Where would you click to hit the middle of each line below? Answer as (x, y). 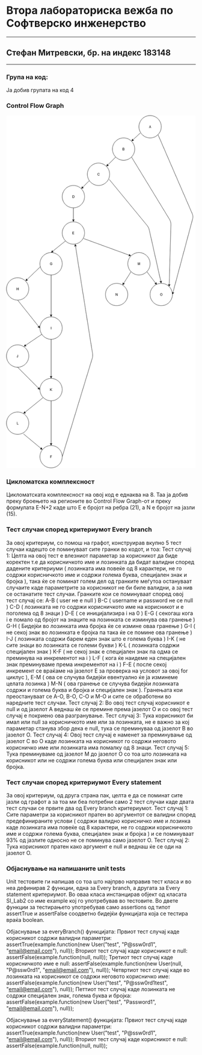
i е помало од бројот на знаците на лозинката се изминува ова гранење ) (101, 619)
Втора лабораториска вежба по (90, 11)
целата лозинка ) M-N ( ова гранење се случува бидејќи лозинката (93, 683)
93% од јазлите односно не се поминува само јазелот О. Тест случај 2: (98, 840)
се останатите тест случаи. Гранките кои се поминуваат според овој (95, 594)
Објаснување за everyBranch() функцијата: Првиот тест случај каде (93, 932)
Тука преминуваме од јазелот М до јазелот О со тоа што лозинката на (97, 754)
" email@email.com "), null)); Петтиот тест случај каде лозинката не (91, 989)
